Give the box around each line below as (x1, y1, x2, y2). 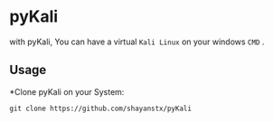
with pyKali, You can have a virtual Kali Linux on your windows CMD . (9, 36, 265, 47)
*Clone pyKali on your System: (9, 86, 125, 97)
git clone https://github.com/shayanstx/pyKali (9, 104, 193, 113)
